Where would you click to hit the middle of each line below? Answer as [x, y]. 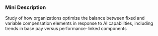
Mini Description [26, 7]
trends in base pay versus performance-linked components [66, 29]
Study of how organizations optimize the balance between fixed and [75, 18]
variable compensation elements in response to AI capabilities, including [79, 23]
